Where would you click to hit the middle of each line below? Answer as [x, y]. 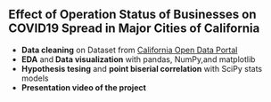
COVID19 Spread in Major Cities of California [134, 29]
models [35, 78]
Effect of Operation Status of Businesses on [132, 15]
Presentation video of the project [83, 87]
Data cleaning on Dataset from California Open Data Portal [129, 50]
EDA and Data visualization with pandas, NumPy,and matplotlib [138, 59]
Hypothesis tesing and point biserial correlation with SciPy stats [142, 68]
